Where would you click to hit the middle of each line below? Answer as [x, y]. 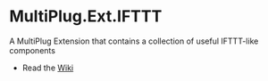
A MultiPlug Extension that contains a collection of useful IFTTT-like [134, 41]
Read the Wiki [48, 68]
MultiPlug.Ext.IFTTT [86, 16]
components [33, 50]
